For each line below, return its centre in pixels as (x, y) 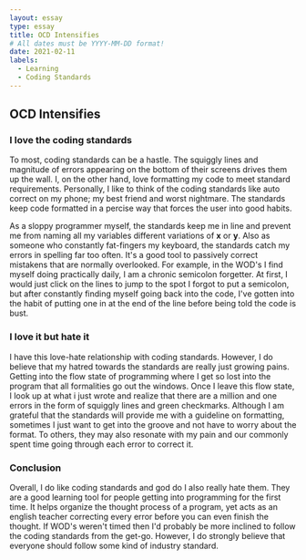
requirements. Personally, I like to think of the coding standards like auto (145, 189)
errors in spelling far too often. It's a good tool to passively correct (134, 255)
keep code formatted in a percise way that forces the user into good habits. (151, 208)
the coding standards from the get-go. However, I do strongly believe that (148, 536)
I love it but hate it (49, 337)
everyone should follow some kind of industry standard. (114, 546)
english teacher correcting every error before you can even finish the (139, 517)
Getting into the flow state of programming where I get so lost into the (140, 376)
